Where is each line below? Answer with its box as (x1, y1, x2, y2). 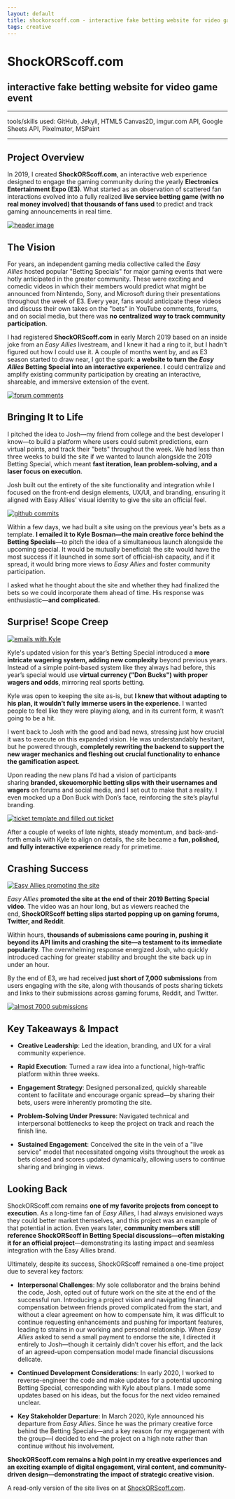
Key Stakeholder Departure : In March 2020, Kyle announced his (17, 1412, 204, 1421)
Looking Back (7, 1183, 68, 1194)
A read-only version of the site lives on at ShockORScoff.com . (7, 1484, 185, 1492)
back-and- (187, 828, 219, 836)
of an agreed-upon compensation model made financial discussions (17, 1348, 215, 1356)
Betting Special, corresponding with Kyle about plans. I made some (17, 1383, 211, 1392)
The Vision (7, 241, 56, 253)
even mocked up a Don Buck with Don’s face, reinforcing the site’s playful (7, 793, 219, 802)
